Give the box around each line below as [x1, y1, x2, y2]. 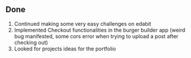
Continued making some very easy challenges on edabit [14, 20, 151, 27]
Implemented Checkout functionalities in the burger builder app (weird [14, 26, 186, 33]
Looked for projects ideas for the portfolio [14, 45, 116, 52]
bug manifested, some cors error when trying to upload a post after [14, 32, 179, 40]
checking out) [14, 39, 48, 46]
